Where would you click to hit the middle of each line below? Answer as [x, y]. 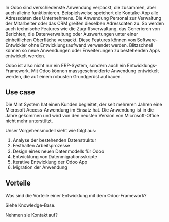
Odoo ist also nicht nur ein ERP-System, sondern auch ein [66, 66]
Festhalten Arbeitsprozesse [41, 145]
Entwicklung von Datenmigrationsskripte [55, 156]
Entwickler [16, 45]
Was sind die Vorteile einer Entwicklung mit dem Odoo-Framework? [76, 195]
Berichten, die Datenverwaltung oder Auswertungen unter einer [72, 34]
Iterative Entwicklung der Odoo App [50, 162]
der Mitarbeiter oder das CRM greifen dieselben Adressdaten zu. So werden [85, 23]
